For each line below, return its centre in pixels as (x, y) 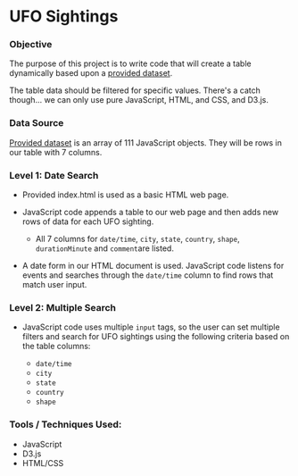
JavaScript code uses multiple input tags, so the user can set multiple (151, 327)
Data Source (37, 123)
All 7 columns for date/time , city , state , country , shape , (137, 239)
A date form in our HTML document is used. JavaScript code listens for (153, 266)
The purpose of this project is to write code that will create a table (130, 63)
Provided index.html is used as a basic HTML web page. (125, 195)
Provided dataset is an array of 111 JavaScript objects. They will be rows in (146, 142)
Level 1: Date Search (54, 175)
